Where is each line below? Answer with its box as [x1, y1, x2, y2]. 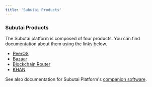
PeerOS [12, 50, 29, 56]
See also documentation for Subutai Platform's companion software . [5, 76, 147, 82]
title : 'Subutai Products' [5, 7, 62, 13]
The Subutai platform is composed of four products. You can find [5, 35, 140, 41]
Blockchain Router [12, 61, 51, 67]
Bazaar [12, 56, 28, 62]
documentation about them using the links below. [5, 41, 107, 47]
